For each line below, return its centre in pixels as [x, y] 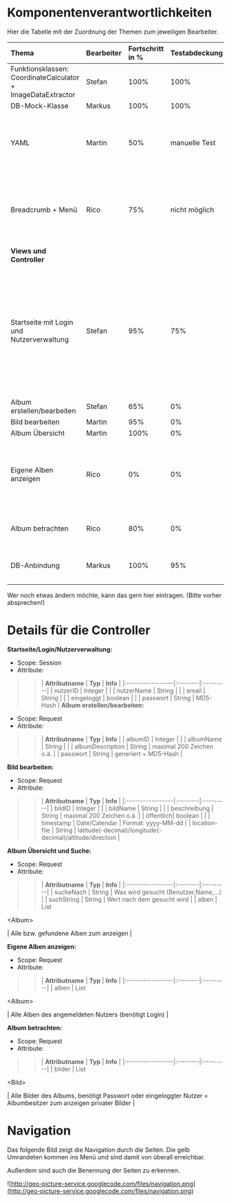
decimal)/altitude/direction [79, 837]
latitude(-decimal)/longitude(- [120, 830]
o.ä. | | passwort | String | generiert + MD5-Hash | [112, 753]
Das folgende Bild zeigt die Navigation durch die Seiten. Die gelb [99, 1150]
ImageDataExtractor [43, 94]
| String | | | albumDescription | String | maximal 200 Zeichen [127, 746]
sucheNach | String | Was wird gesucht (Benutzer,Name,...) [138, 892]
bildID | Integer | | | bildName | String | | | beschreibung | [134, 808]
